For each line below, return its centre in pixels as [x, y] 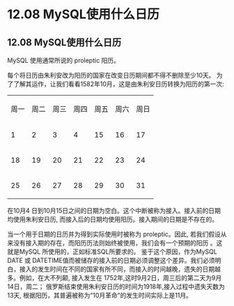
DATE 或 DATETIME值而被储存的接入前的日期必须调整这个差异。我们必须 [111, 260]
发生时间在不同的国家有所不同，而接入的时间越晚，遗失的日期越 [129, 269]
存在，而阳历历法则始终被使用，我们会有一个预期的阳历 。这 [136, 243]
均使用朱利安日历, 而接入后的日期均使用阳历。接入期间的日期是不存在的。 [112, 219]
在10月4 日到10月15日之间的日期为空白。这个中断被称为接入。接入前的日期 [114, 211]
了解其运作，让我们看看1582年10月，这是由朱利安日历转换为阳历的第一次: [118, 84]
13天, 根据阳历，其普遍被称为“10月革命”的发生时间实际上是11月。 [100, 295]
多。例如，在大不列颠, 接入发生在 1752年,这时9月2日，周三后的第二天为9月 [115, 278]
